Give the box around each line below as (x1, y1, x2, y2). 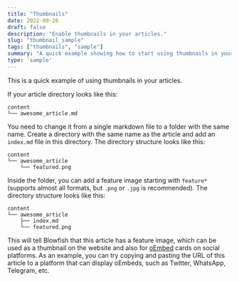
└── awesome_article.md (7, 109, 78, 117)
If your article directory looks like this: (7, 90, 118, 98)
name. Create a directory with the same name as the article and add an (7, 129, 216, 139)
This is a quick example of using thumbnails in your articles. (7, 76, 183, 85)
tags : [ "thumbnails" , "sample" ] (7, 43, 103, 50)
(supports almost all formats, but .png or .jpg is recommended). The (7, 183, 208, 192)
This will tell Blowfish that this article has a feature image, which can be (7, 236, 217, 244)
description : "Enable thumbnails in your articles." (7, 30, 167, 38)
